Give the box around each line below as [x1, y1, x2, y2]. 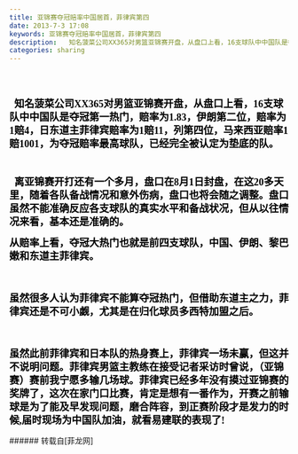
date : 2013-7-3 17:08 [9, 21, 90, 30]
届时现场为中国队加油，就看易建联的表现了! [21, 414, 225, 427]
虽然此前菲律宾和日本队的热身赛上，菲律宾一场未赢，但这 [9, 348, 279, 360]
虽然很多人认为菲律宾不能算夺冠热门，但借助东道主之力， [9, 293, 279, 305]
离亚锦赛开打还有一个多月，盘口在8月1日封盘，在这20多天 [14, 176, 284, 189]
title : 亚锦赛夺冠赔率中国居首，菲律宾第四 [9, 12, 150, 22]
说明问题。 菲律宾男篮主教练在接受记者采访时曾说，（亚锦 [19, 361, 284, 373]
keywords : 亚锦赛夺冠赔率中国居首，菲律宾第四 [9, 29, 161, 38]
